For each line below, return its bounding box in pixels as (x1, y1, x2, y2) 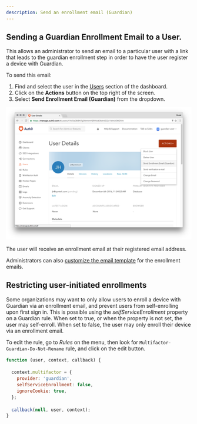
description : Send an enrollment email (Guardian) (6, 9, 133, 15)
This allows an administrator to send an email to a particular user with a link (6, 48, 189, 55)
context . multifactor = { (11, 369, 72, 376)
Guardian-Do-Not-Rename (6, 346, 65, 352)
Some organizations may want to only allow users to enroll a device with (6, 295, 181, 303)
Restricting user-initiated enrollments (6, 280, 147, 290)
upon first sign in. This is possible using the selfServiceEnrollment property (6, 308, 188, 315)
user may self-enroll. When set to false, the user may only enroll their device (6, 321, 191, 328)
